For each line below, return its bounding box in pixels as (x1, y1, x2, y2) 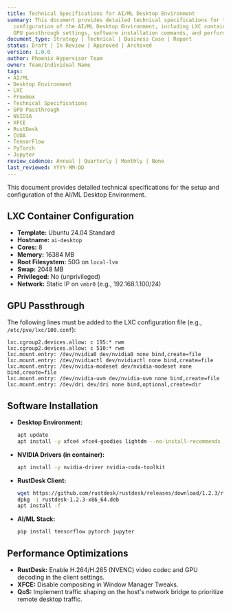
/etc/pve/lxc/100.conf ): (7, 326, 76, 334)
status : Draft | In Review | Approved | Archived (7, 42, 153, 49)
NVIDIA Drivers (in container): (16, 450, 105, 459)
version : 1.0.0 (7, 49, 51, 56)
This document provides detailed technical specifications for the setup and (7, 183, 220, 191)
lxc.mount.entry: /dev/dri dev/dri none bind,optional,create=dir (7, 381, 201, 388)
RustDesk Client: (16, 476, 67, 484)
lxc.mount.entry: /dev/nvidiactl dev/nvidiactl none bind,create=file (7, 357, 214, 364)
